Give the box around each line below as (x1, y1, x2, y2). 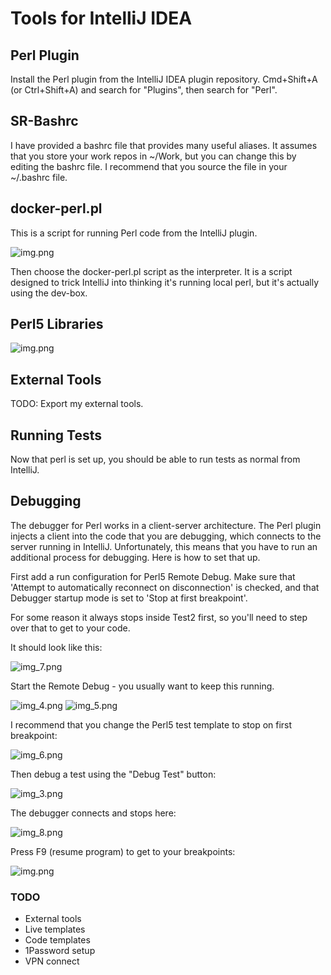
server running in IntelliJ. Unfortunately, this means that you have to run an (10, 540, 318, 552)
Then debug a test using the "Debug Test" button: (10, 768, 217, 780)
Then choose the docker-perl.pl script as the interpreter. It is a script (10, 265, 293, 277)
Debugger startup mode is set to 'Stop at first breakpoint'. (10, 592, 248, 604)
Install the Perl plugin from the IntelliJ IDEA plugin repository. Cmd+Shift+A (10, 73, 318, 85)
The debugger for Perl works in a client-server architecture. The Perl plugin (10, 519, 322, 531)
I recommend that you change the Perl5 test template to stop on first (10, 718, 293, 731)
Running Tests (10, 427, 102, 444)
